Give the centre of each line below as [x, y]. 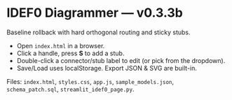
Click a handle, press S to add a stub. [70, 53]
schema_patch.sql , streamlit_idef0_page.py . [70, 89]
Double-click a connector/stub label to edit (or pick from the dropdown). [121, 60]
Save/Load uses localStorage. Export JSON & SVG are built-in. [107, 68]
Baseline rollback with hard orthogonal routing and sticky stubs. [98, 32]
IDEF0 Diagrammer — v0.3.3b [95, 13]
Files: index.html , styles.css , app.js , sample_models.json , [90, 81]
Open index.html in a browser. [61, 45]
